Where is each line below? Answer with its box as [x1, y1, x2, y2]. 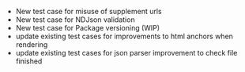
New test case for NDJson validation [15, 15, 136, 24]
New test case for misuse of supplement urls [15, 7, 162, 16]
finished [15, 56, 43, 66]
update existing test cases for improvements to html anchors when [15, 31, 233, 41]
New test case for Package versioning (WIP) [15, 23, 160, 32]
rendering [15, 40, 48, 49]
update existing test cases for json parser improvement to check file [15, 49, 238, 57]
